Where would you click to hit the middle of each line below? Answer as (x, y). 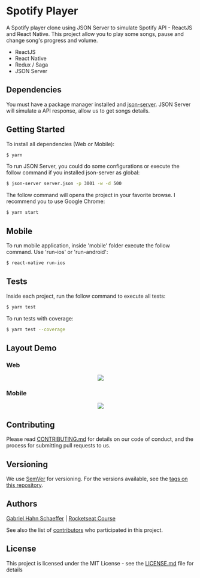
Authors (22, 504)
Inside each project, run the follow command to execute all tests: (86, 296)
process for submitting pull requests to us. (58, 446)
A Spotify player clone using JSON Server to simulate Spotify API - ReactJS (99, 28)
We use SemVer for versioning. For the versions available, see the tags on (97, 479)
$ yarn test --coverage (36, 329)
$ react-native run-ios (36, 263)
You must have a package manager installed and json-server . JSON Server (99, 104)
